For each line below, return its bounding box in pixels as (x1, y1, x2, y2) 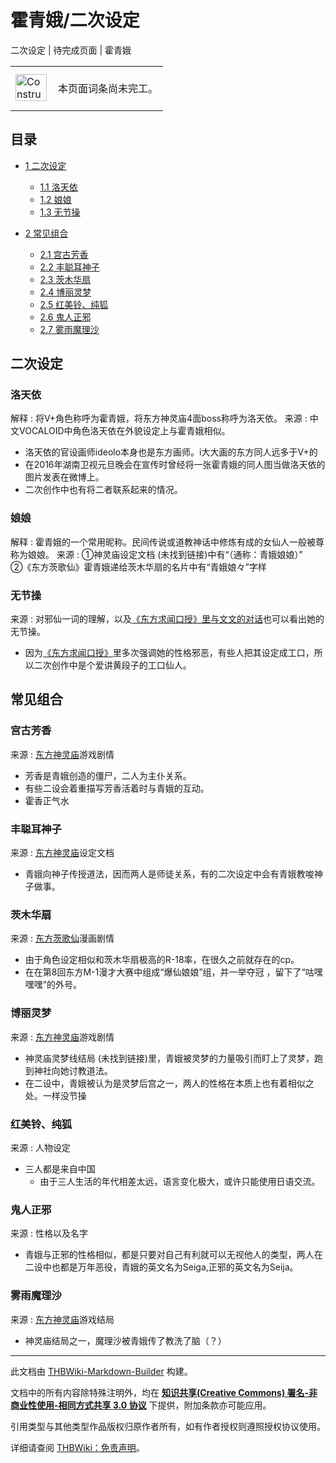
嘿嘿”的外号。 (24, 979, 82, 991)
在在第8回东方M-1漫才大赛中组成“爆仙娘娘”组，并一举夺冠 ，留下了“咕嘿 (24, 966, 323, 978)
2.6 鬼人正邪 (39, 311, 92, 323)
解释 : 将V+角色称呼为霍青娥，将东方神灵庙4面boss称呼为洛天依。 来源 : (10, 412, 308, 425)
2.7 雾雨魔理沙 (39, 323, 100, 335)
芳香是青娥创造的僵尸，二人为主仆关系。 (24, 769, 192, 781)
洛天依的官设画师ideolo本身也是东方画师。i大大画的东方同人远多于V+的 (24, 446, 318, 458)
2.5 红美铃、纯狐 (39, 298, 109, 310)
